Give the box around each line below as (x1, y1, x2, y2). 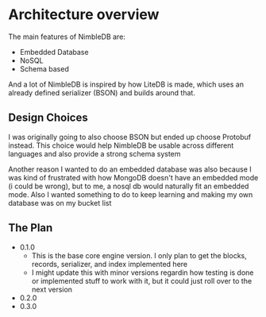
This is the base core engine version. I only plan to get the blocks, (31, 250, 248, 260)
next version (31, 284, 73, 294)
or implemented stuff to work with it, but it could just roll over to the (31, 276, 253, 285)
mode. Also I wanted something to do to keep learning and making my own (8, 189, 253, 199)
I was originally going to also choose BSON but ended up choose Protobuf (8, 132, 252, 141)
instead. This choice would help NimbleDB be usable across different (8, 141, 234, 150)
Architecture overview (8, 6, 160, 24)
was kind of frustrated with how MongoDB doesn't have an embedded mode (8, 172, 259, 182)
